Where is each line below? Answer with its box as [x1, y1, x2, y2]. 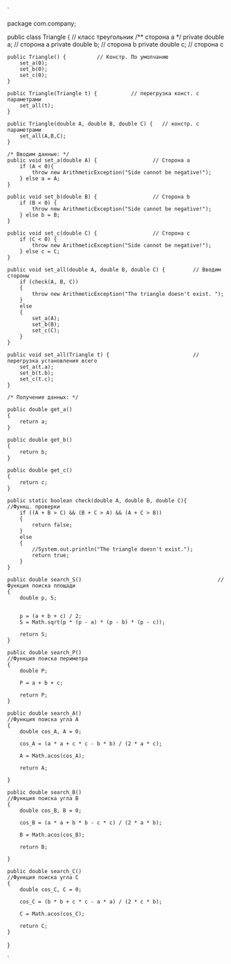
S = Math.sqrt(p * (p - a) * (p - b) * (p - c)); [19, 619, 166, 626]
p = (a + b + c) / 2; [19, 613, 82, 620]
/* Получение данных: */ [7, 394, 79, 401]
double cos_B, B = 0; [19, 807, 82, 814]
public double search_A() [7, 710, 82, 717]
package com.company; [7, 19, 76, 27]
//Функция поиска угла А [7, 716, 79, 723]
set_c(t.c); [19, 376, 54, 383]
